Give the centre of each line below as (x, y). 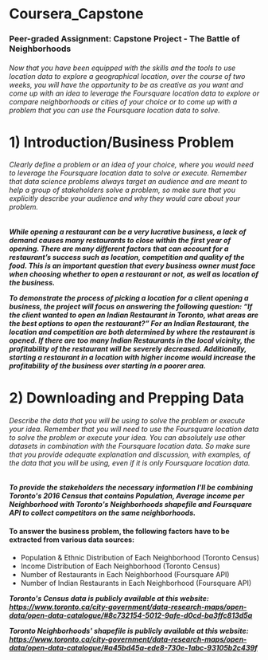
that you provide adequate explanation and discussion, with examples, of (130, 454)
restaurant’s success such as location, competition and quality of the (127, 257)
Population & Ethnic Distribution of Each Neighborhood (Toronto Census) (140, 557)
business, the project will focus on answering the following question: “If (131, 307)
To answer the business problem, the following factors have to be (119, 532)
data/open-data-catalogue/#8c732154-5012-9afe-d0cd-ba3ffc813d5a (131, 615)
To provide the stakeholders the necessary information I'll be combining (131, 488)
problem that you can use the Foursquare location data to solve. (115, 110)
